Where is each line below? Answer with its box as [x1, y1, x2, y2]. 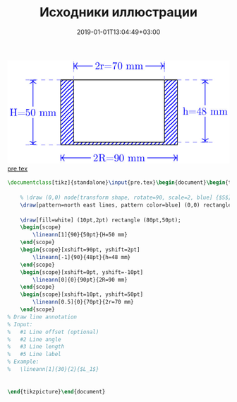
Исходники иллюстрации [39, 4, 197, 21]
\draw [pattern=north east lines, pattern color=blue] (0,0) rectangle [20, 201, 232, 209]
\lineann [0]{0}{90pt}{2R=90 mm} [32, 276, 128, 283]
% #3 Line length [7, 343, 65, 350]
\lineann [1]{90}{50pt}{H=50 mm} [32, 231, 128, 239]
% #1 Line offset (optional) [7, 328, 99, 335]
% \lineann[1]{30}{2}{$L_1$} [7, 366, 99, 373]
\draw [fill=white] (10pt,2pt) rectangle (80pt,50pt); [20, 217, 181, 224]
